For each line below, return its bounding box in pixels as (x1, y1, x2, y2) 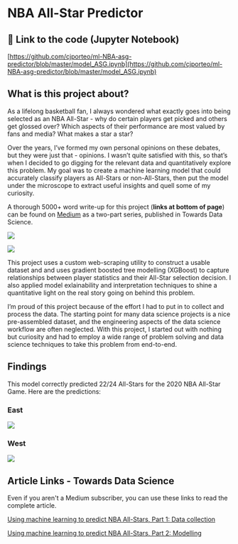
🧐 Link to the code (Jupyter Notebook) (7, 33, 180, 46)
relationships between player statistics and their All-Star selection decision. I (7, 273, 232, 282)
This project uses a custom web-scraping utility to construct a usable (7, 258, 211, 266)
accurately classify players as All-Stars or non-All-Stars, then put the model (7, 173, 229, 182)
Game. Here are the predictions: (7, 387, 102, 396)
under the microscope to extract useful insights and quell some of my (7, 181, 211, 189)
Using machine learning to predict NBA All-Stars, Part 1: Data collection (7, 515, 215, 524)
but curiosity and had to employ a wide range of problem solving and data (7, 333, 224, 341)
